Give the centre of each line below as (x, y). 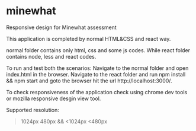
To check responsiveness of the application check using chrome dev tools (97, 92)
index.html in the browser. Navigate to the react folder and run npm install (96, 74)
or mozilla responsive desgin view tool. (54, 98)
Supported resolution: (33, 110)
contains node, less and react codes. (51, 56)
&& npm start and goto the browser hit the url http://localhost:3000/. (89, 81)
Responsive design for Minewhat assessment (61, 27)
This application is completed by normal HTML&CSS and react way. (89, 39)
